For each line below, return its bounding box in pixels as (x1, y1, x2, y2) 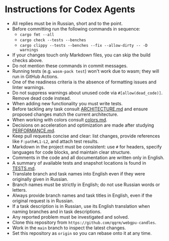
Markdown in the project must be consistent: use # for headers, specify (12, 143, 162, 149)
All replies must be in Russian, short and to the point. (12, 20, 123, 26)
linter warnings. (12, 84, 45, 90)
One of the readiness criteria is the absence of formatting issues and (12, 79, 156, 85)
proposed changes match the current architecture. (12, 111, 119, 117)
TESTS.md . (12, 165, 36, 171)
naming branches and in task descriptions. (12, 208, 102, 215)
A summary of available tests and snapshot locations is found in (12, 160, 146, 166)
